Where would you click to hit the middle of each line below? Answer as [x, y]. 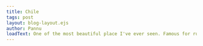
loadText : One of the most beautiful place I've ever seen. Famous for [98, 34]
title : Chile [23, 12]
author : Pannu [24, 28]
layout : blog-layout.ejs [37, 23]
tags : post [20, 17]
